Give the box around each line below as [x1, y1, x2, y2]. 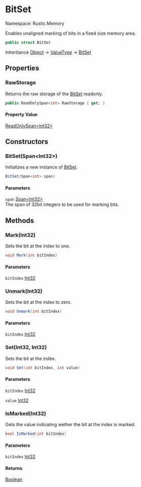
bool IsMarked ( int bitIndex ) [5, 431, 67, 437]
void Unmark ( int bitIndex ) [5, 309, 62, 314]
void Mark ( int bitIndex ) [5, 253, 58, 258]
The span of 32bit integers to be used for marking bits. [5, 201, 119, 207]
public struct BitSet [5, 40, 51, 45]
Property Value [5, 111, 38, 117]
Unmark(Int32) [5, 288, 43, 295]
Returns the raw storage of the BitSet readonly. [5, 90, 103, 97]
